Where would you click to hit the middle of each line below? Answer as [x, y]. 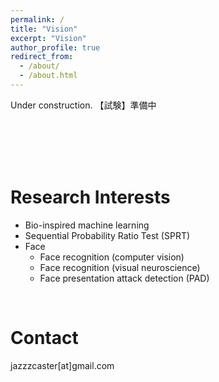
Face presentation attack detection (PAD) [124, 278]
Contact [44, 338]
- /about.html [48, 76]
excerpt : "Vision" [48, 38]
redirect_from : [42, 57]
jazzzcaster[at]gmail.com [62, 365]
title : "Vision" [44, 29]
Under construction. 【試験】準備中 [83, 105]
